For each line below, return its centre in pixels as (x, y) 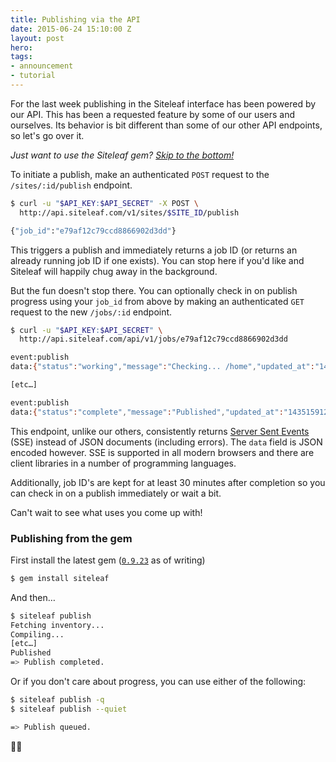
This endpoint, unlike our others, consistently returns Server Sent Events (160, 431)
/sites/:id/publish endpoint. (71, 185)
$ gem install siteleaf (60, 578)
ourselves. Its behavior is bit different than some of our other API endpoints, (166, 125)
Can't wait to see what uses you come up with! (106, 512)
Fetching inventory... (57, 625)
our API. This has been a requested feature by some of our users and (153, 114)
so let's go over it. (47, 135)
